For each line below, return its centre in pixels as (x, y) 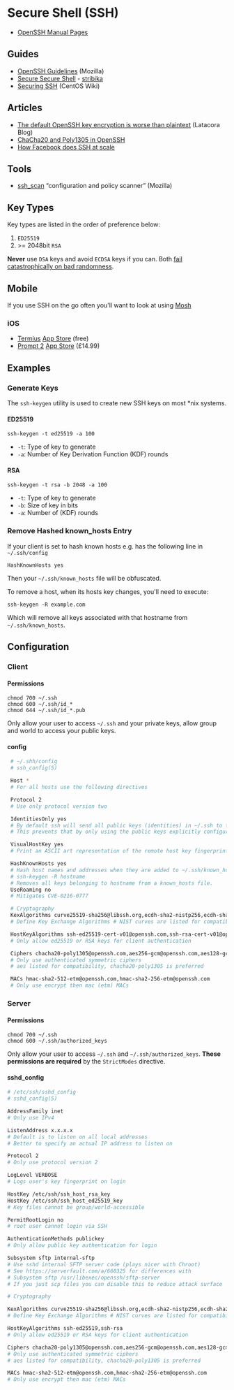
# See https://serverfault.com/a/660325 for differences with (99, 1271)
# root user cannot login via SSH (57, 1226)
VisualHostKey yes (37, 845)
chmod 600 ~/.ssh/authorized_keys (57, 1041)
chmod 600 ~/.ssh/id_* (40, 704)
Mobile (23, 288)
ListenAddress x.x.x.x (40, 1130)
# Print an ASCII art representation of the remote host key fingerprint (119, 851)
